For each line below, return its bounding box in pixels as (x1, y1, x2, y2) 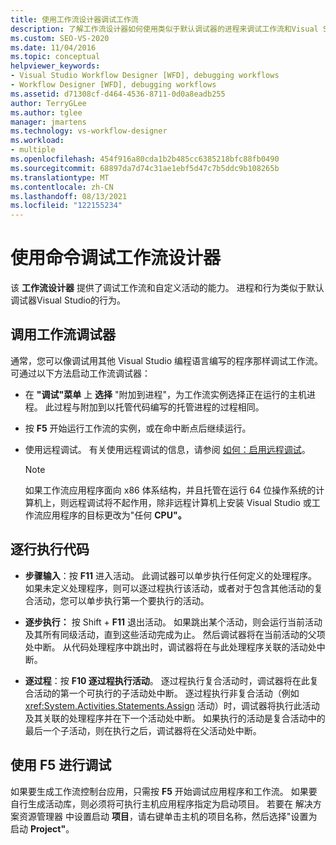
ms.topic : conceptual (10, 52, 101, 62)
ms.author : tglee (10, 107, 83, 118)
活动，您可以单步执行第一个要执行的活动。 (33, 594, 210, 606)
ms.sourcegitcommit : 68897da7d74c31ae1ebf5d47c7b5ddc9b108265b (10, 163, 280, 173)
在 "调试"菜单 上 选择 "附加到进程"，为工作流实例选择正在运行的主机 (24, 388, 308, 400)
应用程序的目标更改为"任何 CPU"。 (42, 509, 187, 521)
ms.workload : (10, 136, 65, 146)
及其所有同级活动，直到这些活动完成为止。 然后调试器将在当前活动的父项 (24, 628, 326, 640)
